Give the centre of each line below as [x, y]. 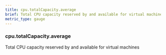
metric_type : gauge [25, 19]
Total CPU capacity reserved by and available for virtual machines [72, 47]
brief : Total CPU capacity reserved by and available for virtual [75, 14]
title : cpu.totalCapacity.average [41, 10]
